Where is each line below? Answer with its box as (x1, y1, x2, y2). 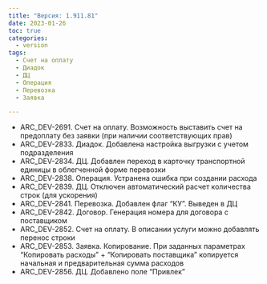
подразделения (19, 148, 74, 158)
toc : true (8, 26, 42, 34)
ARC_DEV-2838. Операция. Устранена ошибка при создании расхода (19, 174, 257, 183)
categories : (8, 34, 48, 42)
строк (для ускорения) (19, 190, 98, 200)
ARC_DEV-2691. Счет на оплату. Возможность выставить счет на (19, 122, 243, 132)
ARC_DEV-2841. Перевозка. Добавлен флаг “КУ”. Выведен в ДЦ (19, 199, 238, 209)
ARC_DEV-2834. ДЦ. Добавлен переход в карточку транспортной (19, 157, 246, 166)
